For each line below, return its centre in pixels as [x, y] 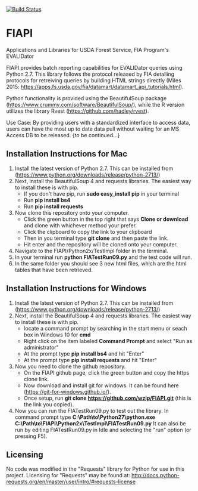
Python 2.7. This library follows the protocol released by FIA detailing [90, 74]
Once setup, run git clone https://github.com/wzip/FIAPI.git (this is [107, 398]
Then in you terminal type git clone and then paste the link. [96, 238]
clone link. [36, 379]
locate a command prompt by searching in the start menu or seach [105, 328]
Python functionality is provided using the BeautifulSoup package [87, 98]
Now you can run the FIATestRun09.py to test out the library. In [92, 410]
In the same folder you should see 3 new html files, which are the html [100, 263]
